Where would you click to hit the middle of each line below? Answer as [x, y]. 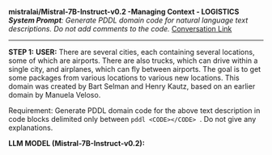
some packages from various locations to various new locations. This [124, 77]
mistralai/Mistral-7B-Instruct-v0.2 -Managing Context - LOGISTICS [124, 12]
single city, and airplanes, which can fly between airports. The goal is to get [135, 69]
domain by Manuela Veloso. [55, 95]
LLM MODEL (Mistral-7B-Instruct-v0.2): [77, 143]
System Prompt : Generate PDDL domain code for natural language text [128, 20]
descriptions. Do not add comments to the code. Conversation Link [120, 29]
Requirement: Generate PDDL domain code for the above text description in [134, 111]
